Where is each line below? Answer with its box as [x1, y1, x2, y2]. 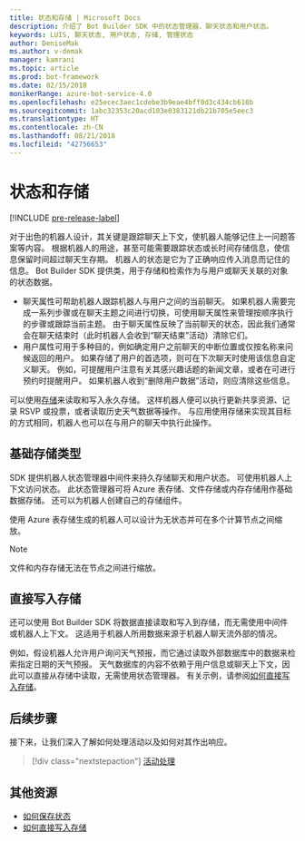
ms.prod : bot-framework [9, 73, 100, 82]
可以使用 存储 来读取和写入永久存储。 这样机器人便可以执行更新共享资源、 [9, 394, 282, 405]
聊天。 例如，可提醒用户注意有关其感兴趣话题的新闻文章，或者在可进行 [30, 364, 296, 375]
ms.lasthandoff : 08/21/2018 [9, 132, 116, 141]
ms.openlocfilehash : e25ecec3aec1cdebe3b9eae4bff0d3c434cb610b [9, 97, 254, 107]
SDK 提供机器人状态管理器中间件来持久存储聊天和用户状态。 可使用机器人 [9, 472, 285, 483]
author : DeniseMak [9, 38, 79, 48]
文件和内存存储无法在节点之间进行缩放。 [9, 562, 161, 572]
